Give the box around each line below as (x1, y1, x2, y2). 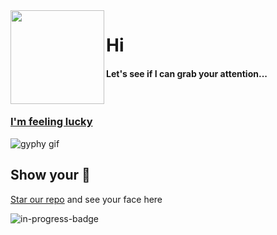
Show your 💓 (10, 167, 91, 184)
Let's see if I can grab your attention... (106, 67, 268, 79)
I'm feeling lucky (10, 115, 93, 129)
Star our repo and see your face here (10, 193, 163, 205)
